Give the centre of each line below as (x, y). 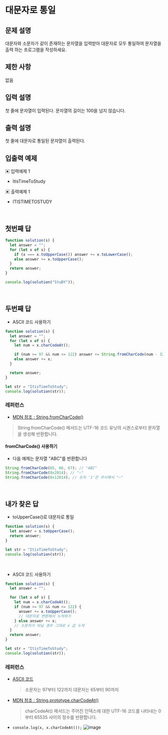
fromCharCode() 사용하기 (31, 446)
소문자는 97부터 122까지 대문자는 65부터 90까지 (72, 690)
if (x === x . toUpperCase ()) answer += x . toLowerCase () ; (74, 254)
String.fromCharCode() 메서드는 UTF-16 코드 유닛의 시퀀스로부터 (82, 428)
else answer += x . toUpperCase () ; (49, 259)
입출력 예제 (21, 158)
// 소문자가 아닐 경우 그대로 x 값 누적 (49, 625)
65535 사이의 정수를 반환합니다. (66, 717)
